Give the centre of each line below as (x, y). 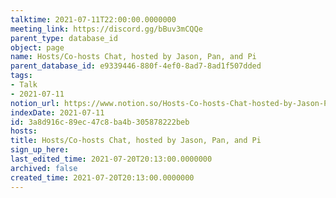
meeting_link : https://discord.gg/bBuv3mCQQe (106, 29)
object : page (37, 47)
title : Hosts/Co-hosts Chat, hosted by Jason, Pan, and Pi (136, 141)
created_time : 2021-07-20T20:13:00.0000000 (102, 177)
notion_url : (35, 103)
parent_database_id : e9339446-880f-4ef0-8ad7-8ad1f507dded (136, 66)
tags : (21, 76)
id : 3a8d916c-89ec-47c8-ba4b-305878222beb (100, 122)
